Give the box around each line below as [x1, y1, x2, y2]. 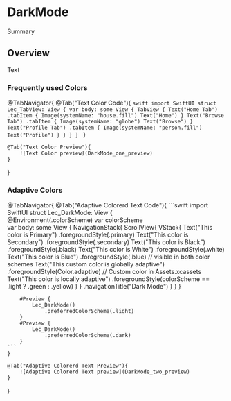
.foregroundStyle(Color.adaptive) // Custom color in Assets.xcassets [7, 268, 202, 276]
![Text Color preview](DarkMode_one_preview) [19, 150, 154, 157]
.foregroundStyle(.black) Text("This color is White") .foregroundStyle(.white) [7, 246, 225, 254]
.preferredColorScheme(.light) [44, 308, 135, 315]
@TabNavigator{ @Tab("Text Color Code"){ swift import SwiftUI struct [7, 99, 216, 108]
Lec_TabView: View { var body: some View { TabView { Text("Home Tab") [7, 106, 218, 113]
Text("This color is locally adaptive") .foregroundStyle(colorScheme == [7, 275, 210, 283]
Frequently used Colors [7, 83, 88, 92]
